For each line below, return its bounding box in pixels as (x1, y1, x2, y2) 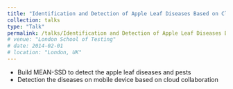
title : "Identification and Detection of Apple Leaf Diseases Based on (7, 10, 218, 17)
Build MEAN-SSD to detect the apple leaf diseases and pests (17, 67, 191, 76)
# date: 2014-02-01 (7, 42, 64, 49)
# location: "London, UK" (7, 49, 82, 56)
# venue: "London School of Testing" (7, 36, 116, 43)
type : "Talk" (7, 23, 45, 30)
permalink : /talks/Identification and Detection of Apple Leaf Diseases (7, 29, 222, 37)
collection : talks (7, 17, 60, 24)
